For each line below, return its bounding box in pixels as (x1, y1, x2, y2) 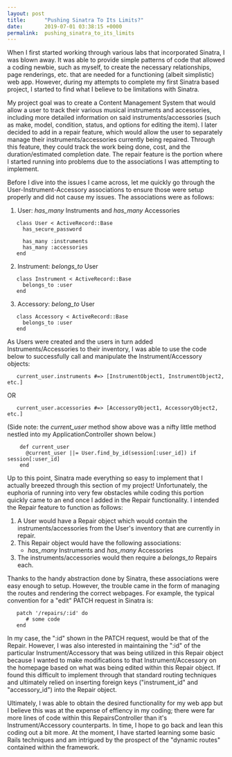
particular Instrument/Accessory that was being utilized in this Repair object (7, 649, 224, 657)
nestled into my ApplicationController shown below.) (7, 430, 157, 438)
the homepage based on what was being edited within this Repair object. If (7, 664, 221, 672)
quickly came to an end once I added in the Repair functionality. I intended (7, 496, 220, 504)
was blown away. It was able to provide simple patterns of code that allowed (7, 56, 225, 64)
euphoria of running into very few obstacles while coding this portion (7, 489, 204, 497)
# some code (25, 616, 60, 623)
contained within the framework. (7, 743, 100, 751)
